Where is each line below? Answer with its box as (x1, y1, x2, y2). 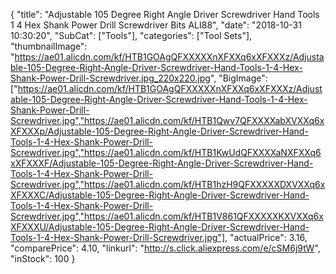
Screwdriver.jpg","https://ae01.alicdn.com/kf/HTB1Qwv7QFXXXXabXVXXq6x (10, 115, 325, 126)
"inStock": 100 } (10, 253, 76, 264)
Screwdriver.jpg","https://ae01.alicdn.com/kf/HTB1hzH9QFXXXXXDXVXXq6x (10, 179, 326, 190)
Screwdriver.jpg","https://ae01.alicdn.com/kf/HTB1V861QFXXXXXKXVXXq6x (10, 210, 324, 222)
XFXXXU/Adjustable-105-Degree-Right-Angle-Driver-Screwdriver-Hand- (10, 221, 310, 233)
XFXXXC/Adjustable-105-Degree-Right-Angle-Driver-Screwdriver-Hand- (10, 189, 310, 201)
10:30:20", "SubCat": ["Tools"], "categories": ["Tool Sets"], (10, 30, 253, 41)
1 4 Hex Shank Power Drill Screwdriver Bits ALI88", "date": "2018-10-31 (10, 19, 302, 31)
